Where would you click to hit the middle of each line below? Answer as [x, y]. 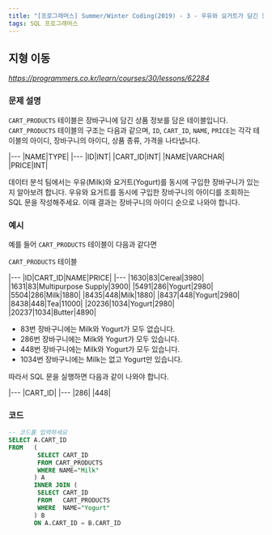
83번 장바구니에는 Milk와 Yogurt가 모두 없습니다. [98, 328]
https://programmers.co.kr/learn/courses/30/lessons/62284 [109, 79]
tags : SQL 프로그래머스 [43, 24]
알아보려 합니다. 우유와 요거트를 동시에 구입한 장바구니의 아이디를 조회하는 [134, 192]
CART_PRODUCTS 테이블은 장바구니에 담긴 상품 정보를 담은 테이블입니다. [118, 120]
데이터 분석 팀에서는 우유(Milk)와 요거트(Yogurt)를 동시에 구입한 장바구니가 [127, 182]
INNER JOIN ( [56, 486]
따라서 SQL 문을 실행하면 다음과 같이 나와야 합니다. [89, 376]
